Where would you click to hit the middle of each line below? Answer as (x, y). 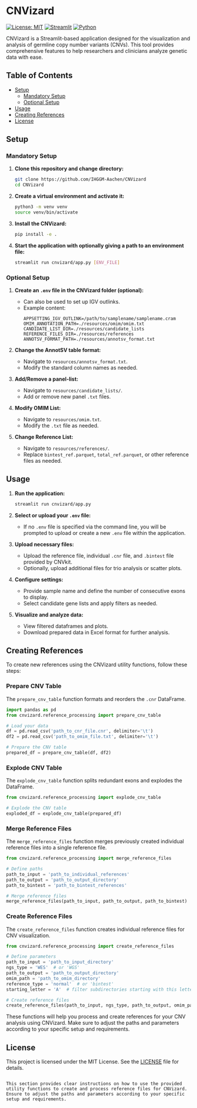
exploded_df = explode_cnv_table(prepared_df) (64, 814)
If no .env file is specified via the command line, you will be (95, 527)
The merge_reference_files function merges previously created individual (95, 841)
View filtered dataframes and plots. (66, 626)
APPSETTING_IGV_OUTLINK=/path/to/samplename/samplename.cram (99, 318)
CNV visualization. (28, 935)
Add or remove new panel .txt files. (67, 397)
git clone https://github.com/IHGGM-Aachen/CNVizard (80, 179)
